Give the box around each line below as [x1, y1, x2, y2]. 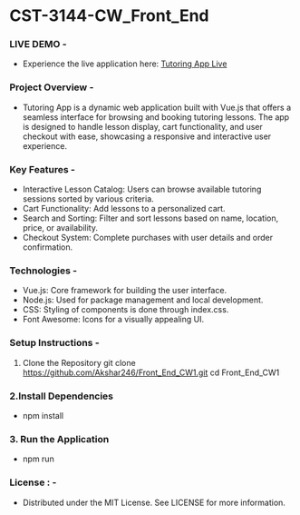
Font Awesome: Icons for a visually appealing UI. [22, 314, 205, 325]
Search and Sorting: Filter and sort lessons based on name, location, [22, 213, 279, 223]
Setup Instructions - [9, 337, 100, 350]
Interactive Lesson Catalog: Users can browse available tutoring [22, 183, 262, 195]
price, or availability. [22, 223, 98, 233]
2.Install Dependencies [9, 390, 114, 402]
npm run [22, 453, 54, 464]
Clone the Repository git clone [22, 357, 136, 368]
